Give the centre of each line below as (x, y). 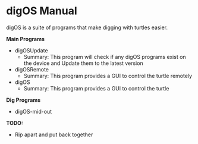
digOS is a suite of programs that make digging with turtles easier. (87, 27)
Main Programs (26, 39)
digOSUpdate (32, 50)
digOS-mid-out (33, 111)
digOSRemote (32, 69)
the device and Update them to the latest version (84, 63)
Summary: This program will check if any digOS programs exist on (105, 57)
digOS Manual (42, 11)
